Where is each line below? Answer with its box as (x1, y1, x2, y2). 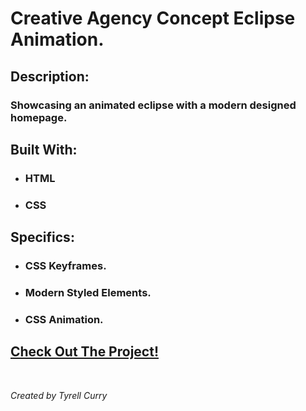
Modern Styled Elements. (24, 285, 152, 299)
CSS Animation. (24, 312, 104, 326)
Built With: (10, 141, 78, 158)
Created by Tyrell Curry (10, 389, 108, 401)
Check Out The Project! (10, 343, 159, 361)
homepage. (10, 110, 68, 124)
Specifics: (10, 229, 75, 246)
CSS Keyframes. (24, 259, 107, 273)
